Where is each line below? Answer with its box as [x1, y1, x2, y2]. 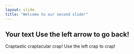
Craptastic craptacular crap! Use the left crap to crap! [5, 43, 116, 50]
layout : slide [5, 7, 35, 12]
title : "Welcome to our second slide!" [5, 12, 88, 17]
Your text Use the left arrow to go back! [5, 30, 129, 39]
